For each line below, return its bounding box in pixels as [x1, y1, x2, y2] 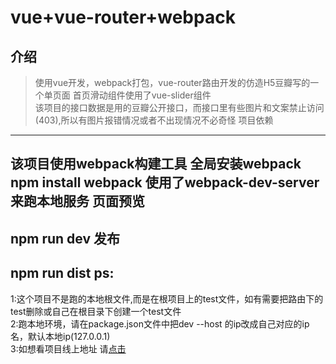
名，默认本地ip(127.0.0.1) [10, 330, 111, 342]
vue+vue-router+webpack [10, 6, 236, 29]
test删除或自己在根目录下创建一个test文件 [10, 305, 182, 317]
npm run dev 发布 [10, 230, 121, 247]
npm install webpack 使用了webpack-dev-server [10, 174, 320, 191]
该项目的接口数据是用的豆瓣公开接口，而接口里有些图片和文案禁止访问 [34, 102, 325, 113]
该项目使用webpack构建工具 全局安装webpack [10, 156, 302, 173]
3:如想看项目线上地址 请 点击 [10, 342, 127, 355]
